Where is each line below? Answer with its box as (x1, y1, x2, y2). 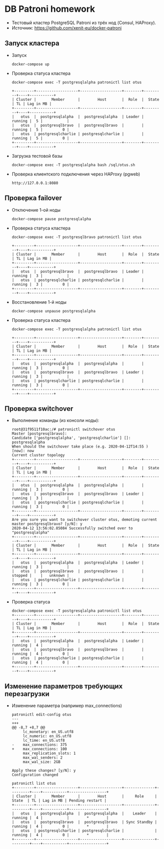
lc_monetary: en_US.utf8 (23, 730, 74, 735)
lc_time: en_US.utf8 (23, 738, 65, 743)
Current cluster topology (11, 453, 65, 458)
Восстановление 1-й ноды (11, 299, 67, 305)
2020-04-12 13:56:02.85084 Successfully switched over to (11, 526, 133, 531)
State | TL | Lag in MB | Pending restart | (11, 798, 107, 803)
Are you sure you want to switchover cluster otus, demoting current (11, 517, 158, 522)
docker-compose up (11, 61, 50, 67)
